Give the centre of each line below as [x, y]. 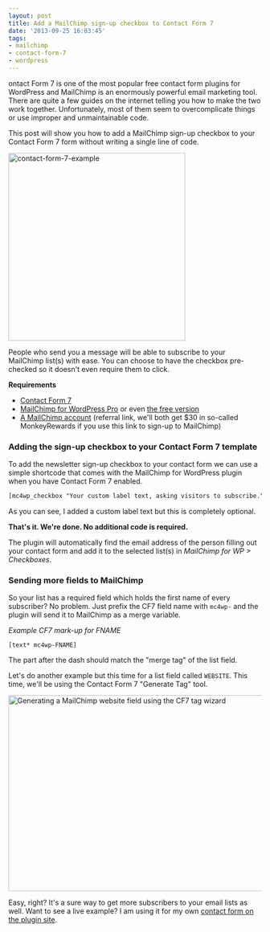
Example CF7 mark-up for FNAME [65, 631]
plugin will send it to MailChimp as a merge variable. [94, 615]
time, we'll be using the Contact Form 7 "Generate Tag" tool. [108, 685]
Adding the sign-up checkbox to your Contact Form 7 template [133, 447]
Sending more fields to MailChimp [76, 580]
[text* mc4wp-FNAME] [43, 645]
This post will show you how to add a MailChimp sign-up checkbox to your [132, 133]
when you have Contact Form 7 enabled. [76, 481]
